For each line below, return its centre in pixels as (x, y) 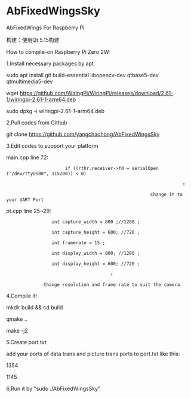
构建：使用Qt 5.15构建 (33, 40)
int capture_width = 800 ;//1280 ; (96, 222)
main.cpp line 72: (27, 157)
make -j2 (17, 330)
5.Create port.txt (26, 342)
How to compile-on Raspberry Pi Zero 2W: (58, 51)
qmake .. (17, 319)
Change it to (167, 195)
